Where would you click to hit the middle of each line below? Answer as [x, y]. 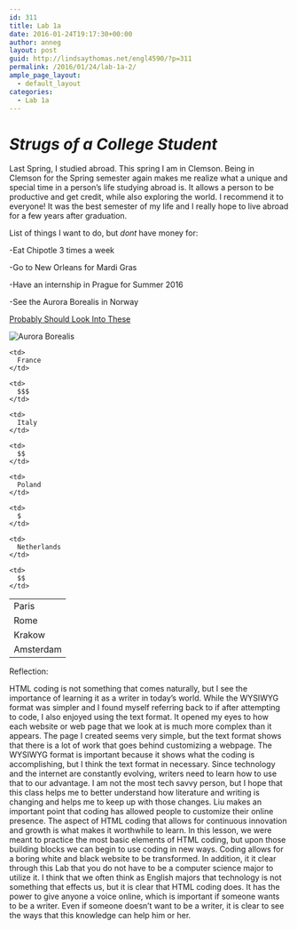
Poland [29, 485]
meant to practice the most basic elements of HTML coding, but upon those [148, 840]
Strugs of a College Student [113, 144]
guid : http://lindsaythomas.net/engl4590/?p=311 [101, 59]
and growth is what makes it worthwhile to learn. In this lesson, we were [141, 830]
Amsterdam [38, 650]
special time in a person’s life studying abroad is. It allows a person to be [142, 188]
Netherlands [39, 548]
